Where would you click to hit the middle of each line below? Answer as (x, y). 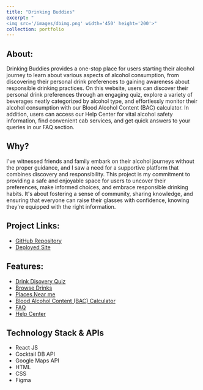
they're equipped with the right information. (61, 206)
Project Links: (33, 226)
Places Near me (35, 294)
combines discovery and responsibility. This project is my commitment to (98, 174)
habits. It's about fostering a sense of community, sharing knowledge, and (100, 193)
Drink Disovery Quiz (40, 281)
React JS (27, 348)
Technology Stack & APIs (55, 333)
